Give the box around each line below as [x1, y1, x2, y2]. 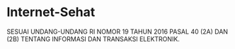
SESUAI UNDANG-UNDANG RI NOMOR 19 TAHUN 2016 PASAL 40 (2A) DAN [6, 27, 228, 36]
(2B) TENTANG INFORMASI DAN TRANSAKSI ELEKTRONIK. [6, 34, 180, 43]
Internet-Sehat [6, 4, 96, 20]
